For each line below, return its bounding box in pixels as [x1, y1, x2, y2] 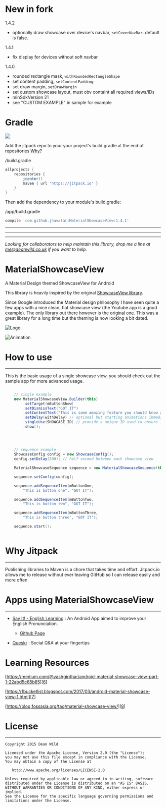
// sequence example [14, 447, 56, 452]
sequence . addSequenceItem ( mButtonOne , [14, 483, 94, 488]
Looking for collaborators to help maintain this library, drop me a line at [5, 241, 151, 247]
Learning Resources [5, 657, 89, 668]
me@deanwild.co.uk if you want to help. [5, 246, 87, 252]
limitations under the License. [5, 798, 72, 803]
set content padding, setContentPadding [12, 78, 94, 84]
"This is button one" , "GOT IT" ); [23, 488, 94, 493]
